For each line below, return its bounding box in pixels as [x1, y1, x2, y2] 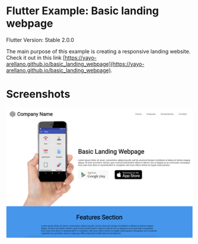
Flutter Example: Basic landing [6, 4, 159, 18]
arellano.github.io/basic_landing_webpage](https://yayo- [6, 60, 145, 68]
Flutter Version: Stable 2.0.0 [6, 36, 74, 43]
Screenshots [6, 88, 71, 101]
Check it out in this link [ [6, 54, 65, 61]
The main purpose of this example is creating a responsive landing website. [6, 47, 191, 54]
